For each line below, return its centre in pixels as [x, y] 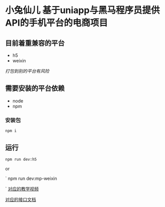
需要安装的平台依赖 [35, 88]
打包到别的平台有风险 [27, 71]
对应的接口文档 [21, 199]
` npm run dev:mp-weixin [31, 178]
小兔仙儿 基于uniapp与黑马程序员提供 [82, 10]
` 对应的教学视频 [22, 188]
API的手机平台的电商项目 [56, 23]
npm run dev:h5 [21, 159]
